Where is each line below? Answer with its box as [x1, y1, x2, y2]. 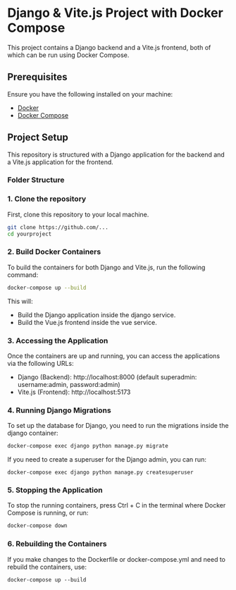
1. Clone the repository [7, 194, 87, 204]
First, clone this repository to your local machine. [7, 210, 149, 219]
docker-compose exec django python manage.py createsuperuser [7, 469, 194, 477]
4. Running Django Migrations [7, 405, 111, 415]
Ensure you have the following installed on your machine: [7, 90, 173, 98]
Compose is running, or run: [7, 509, 89, 517]
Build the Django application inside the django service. [17, 310, 176, 319]
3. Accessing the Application [7, 336, 108, 345]
